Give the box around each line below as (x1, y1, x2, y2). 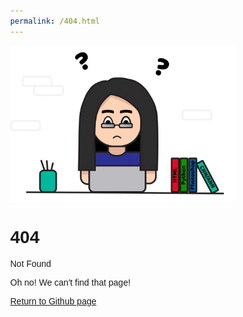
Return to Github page (10, 296, 97, 307)
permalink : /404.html (10, 16, 101, 26)
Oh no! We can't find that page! (10, 277, 131, 289)
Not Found (10, 258, 52, 270)
